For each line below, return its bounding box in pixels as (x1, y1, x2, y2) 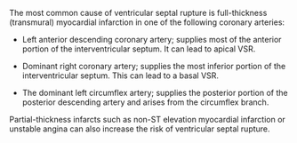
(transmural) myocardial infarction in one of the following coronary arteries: (9, 17, 285, 28)
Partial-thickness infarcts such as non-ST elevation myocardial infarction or (9, 115, 286, 124)
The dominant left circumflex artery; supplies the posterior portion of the (21, 88, 288, 98)
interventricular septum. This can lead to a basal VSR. (21, 70, 220, 81)
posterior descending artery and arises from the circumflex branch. (21, 97, 269, 107)
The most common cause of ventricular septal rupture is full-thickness (9, 8, 268, 18)
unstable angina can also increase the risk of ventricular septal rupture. (9, 123, 270, 134)
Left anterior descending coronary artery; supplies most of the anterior (21, 35, 282, 44)
